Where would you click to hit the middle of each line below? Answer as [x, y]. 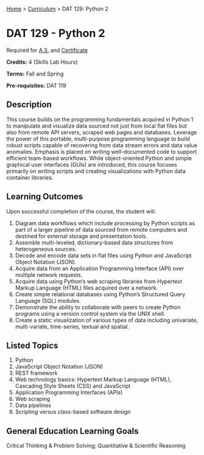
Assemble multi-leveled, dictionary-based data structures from [94, 242]
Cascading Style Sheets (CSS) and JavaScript [73, 386]
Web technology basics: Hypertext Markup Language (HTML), [93, 380]
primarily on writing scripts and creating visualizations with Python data [96, 171]
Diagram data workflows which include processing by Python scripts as [105, 223]
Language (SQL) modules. [48, 300]
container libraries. [30, 177]
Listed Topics [32, 345]
